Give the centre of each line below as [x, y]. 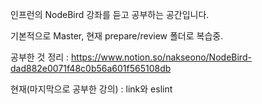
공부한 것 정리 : [40, 57]
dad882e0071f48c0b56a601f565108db [91, 68]
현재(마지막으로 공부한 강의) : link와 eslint [91, 89]
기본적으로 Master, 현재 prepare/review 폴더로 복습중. [117, 36]
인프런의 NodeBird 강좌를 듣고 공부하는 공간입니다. [110, 14]
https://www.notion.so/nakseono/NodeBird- [161, 57]
